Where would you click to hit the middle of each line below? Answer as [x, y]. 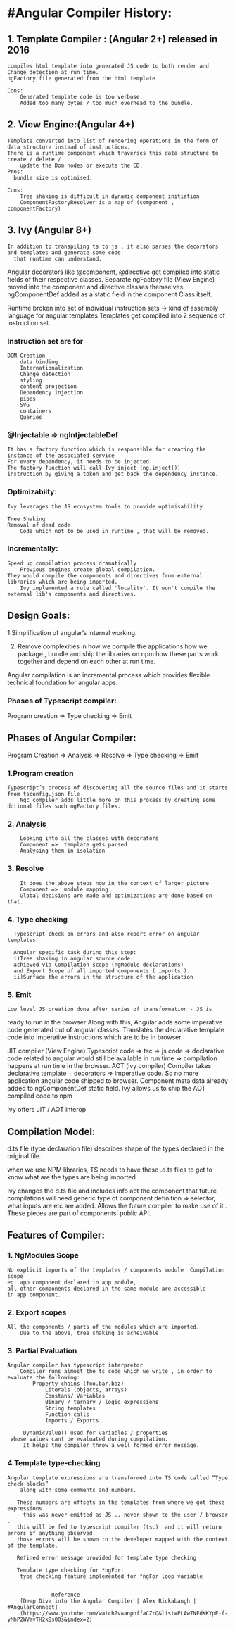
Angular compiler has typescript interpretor [75, 1365]
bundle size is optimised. [53, 177]
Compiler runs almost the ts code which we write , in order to [116, 1372]
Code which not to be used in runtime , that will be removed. [115, 531]
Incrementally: [33, 548]
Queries [31, 417]
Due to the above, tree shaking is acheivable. [91, 1333]
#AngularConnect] [33, 1607]
